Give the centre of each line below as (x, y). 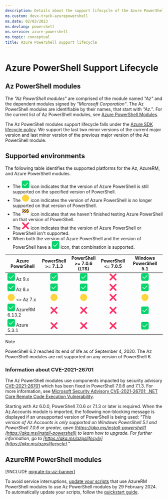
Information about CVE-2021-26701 (49, 369)
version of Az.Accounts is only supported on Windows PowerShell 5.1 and (81, 423)
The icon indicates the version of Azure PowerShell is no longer (82, 200)
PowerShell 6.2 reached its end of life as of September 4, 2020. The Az (78, 351)
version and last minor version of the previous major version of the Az (77, 135)
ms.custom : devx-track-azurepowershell (47, 16)
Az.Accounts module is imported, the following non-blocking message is (80, 412)
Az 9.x (22, 279)
